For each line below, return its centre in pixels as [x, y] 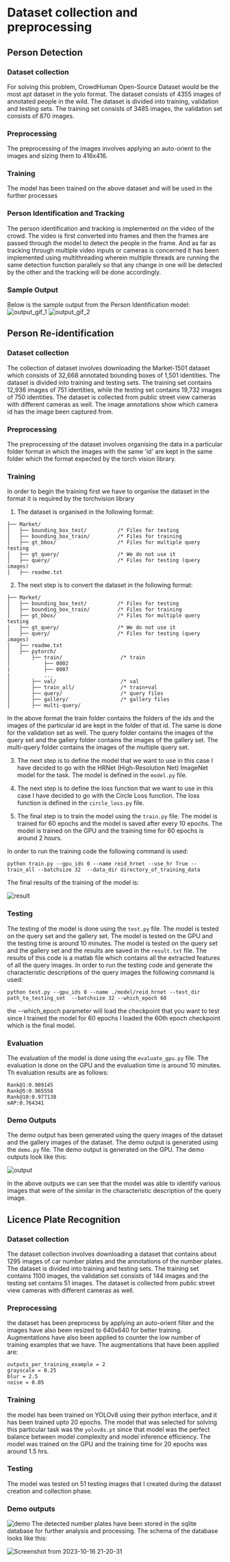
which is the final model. [41, 1025]
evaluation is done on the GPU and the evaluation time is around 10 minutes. [114, 1065]
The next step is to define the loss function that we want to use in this [115, 788]
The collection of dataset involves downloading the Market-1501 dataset [108, 368]
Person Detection [45, 52]
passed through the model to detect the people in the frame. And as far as [112, 243]
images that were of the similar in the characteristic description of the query [114, 1191]
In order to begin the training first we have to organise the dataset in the [108, 492]
